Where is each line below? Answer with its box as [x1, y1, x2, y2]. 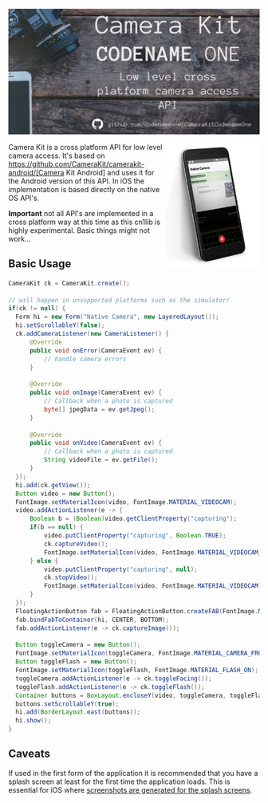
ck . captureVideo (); [43, 540, 109, 548]
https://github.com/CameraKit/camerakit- [8, 159, 145, 168]
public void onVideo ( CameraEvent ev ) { [29, 439, 162, 447]
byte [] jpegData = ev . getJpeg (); [43, 405, 156, 413]
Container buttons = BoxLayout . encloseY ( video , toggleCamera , [15, 691, 227, 699]
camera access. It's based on [8, 151, 105, 160]
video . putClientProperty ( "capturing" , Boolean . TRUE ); [43, 532, 227, 540]
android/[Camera [8, 168, 65, 177]
